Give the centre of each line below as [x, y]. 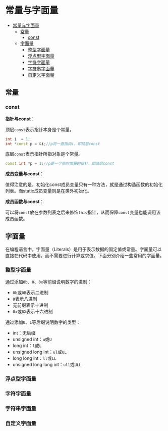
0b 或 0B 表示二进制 [31, 293]
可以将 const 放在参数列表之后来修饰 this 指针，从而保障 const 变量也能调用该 [83, 212]
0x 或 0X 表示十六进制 [33, 312]
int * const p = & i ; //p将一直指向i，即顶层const [53, 144]
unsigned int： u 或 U [32, 340]
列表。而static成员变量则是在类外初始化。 [48, 191]
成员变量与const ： [25, 174]
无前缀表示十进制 [30, 305]
